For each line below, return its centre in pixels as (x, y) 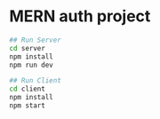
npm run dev (31, 65)
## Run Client (36, 81)
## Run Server (36, 40)
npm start (28, 106)
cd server (28, 48)
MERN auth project (80, 16)
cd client (28, 89)
